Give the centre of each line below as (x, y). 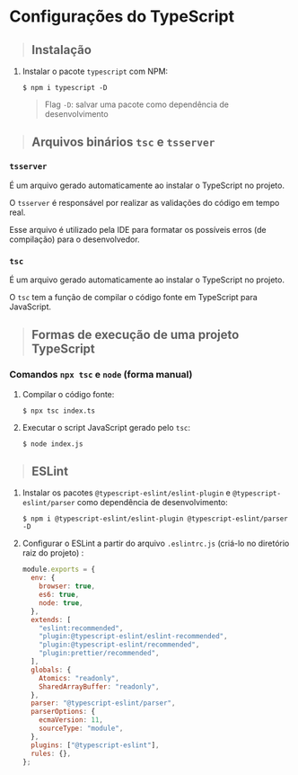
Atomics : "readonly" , (79, 678)
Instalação (61, 50)
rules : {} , (51, 753)
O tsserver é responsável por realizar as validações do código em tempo (145, 202)
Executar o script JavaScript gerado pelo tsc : (106, 427)
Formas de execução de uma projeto (135, 335)
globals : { (51, 670)
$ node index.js (53, 444)
